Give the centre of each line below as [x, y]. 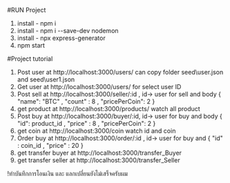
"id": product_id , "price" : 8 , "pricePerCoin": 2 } [86, 123]
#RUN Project [27, 10]
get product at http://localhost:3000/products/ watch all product [108, 109]
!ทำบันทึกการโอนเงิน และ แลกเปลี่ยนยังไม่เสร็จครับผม [67, 173]
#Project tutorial [30, 59]
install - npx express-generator [61, 38]
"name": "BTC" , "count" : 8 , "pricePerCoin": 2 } [86, 102]
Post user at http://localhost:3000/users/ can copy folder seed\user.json [120, 72]
